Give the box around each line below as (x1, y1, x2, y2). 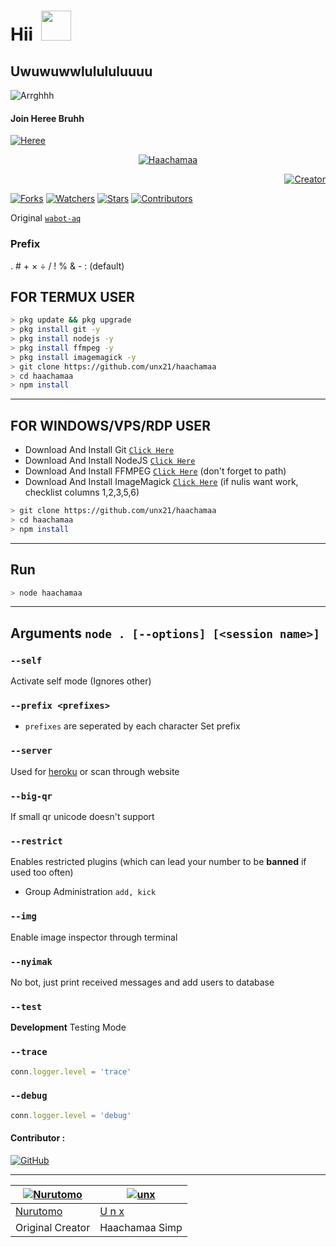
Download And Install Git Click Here (24, 444, 175, 456)
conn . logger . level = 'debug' (10, 1110, 132, 1120)
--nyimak (10, 956, 53, 967)
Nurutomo (15, 1204, 63, 1218)
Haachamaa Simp (99, 1220, 183, 1234)
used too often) (10, 866, 74, 879)
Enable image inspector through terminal (10, 931, 178, 943)
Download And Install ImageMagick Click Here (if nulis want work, (24, 476, 299, 488)
